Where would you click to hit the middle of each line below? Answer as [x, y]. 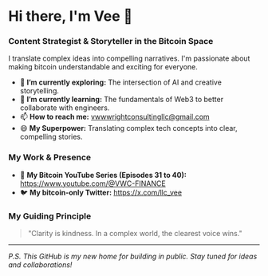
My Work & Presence [50, 157]
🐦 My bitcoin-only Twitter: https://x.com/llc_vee [100, 192]
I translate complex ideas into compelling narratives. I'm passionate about [129, 58]
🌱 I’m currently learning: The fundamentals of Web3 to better [122, 100]
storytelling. [39, 91]
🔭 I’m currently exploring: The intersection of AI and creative [120, 82]
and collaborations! [40, 265]
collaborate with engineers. [65, 108]
